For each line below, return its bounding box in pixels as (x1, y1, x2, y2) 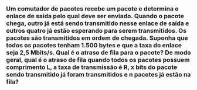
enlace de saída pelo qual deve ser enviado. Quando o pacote (6, 12, 185, 20)
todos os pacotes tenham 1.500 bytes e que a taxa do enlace (6, 41, 182, 49)
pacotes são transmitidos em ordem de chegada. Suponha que (6, 34, 189, 42)
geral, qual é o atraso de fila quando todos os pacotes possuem (6, 56, 190, 64)
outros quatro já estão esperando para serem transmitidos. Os (6, 26, 186, 34)
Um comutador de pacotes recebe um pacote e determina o (6, 5, 179, 13)
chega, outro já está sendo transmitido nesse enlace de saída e (6, 19, 189, 27)
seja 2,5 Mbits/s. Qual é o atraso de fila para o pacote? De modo (6, 49, 191, 57)
